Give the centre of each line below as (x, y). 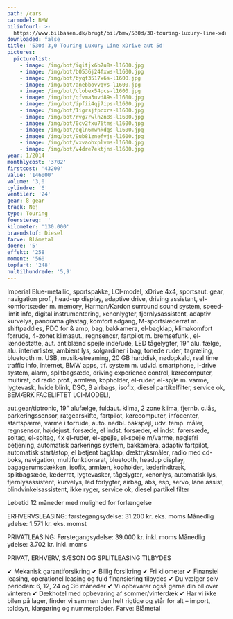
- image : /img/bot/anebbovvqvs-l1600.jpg (80, 85)
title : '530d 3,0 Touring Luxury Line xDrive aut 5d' (87, 46)
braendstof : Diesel (35, 233)
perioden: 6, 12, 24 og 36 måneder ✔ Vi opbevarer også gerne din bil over (113, 586)
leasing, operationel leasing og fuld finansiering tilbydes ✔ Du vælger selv (113, 578)
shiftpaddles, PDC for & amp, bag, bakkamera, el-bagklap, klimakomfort (110, 328)
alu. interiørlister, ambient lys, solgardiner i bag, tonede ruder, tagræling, (110, 350)
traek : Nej (23, 207)
